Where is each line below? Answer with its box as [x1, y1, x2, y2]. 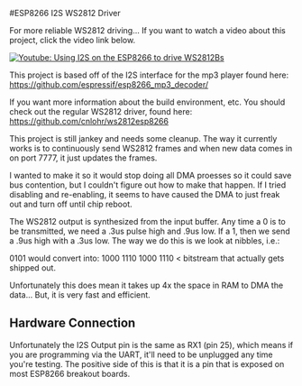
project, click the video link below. [9, 35, 136, 45]
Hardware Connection [9, 316, 136, 331]
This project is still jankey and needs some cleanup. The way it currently [9, 133, 278, 143]
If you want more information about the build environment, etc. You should [9, 96, 286, 107]
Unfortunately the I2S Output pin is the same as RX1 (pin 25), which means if [9, 339, 294, 350]
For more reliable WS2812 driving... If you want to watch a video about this [9, 25, 287, 35]
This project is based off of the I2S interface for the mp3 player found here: [9, 69, 289, 80]
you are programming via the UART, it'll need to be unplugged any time [9, 349, 273, 360]
